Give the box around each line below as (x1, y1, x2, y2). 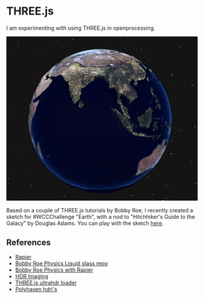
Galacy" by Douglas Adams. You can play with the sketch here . (6, 220, 164, 227)
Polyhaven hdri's (15, 286, 58, 293)
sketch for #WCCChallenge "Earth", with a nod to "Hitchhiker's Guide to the (6, 213, 195, 221)
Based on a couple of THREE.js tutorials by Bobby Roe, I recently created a (6, 207, 193, 214)
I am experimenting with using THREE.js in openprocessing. (6, 24, 155, 32)
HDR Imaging (15, 273, 49, 280)
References (6, 237, 51, 247)
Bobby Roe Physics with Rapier (15, 266, 93, 274)
